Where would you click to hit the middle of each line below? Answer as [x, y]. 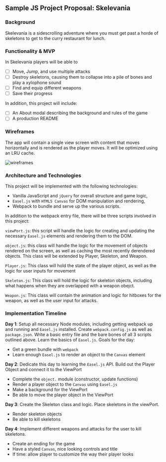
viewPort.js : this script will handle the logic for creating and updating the [80, 231]
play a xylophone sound [37, 83]
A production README [35, 119]
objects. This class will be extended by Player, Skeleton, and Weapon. [76, 256]
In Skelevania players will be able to [41, 62]
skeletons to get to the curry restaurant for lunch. [55, 38]
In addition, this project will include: [41, 103]
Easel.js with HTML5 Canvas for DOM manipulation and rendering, [79, 201]
